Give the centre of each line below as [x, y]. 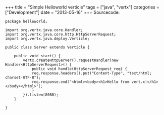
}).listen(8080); [41, 95]
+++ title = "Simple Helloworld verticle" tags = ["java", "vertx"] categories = [82, 7]
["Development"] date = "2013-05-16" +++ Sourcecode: [62, 12]
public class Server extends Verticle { [48, 47]
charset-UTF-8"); [23, 77]
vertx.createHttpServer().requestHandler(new [71, 60]
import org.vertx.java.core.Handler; [44, 30]
